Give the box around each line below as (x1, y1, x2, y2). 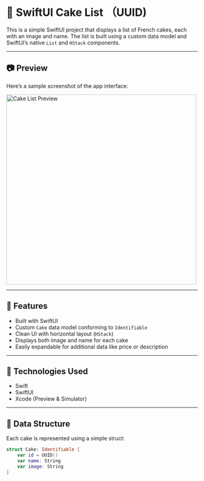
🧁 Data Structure (6, 418, 70, 429)
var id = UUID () (17, 452, 59, 459)
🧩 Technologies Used (6, 366, 88, 376)
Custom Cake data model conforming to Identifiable (15, 324, 148, 331)
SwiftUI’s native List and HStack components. (6, 39, 120, 46)
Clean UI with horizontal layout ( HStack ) (15, 330, 114, 337)
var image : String (17, 463, 64, 469)
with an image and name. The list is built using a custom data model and (6, 32, 187, 40)
